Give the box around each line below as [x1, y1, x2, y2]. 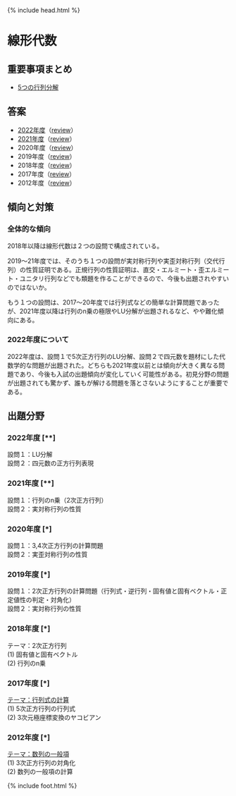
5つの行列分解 [17, 83, 59, 91]
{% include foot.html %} [7, 782, 77, 790]
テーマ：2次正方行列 [7, 641, 67, 649]
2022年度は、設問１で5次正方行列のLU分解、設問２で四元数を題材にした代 [7, 352, 226, 360]
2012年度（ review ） [17, 178, 76, 187]
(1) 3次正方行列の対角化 [7, 759, 76, 767]
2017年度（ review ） [17, 169, 76, 178]
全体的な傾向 [7, 224, 51, 234]
